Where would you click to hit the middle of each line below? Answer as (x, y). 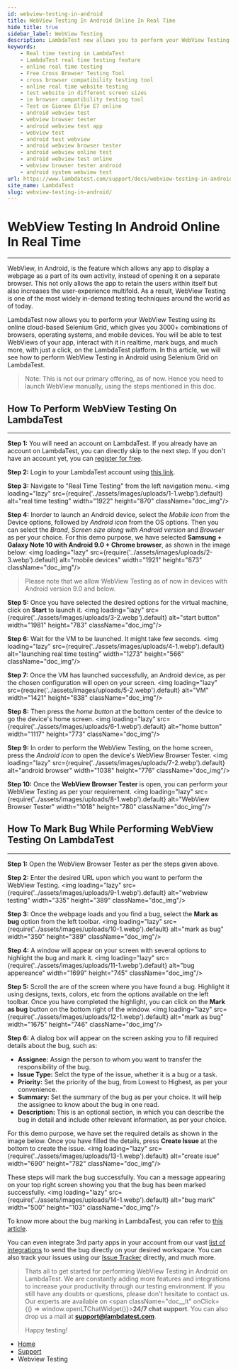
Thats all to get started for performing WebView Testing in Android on (126, 1271)
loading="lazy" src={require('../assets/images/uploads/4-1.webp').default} (116, 646)
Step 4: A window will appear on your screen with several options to (107, 950)
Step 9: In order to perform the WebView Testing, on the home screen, (110, 748)
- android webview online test (66, 152)
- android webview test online (66, 159)
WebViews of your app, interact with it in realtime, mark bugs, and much (113, 342)
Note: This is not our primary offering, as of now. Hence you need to (124, 379)
